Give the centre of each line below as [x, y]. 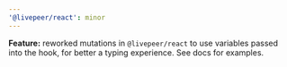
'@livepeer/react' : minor [57, 17]
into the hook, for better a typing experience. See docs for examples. [136, 52]
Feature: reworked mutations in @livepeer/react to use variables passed [143, 43]
